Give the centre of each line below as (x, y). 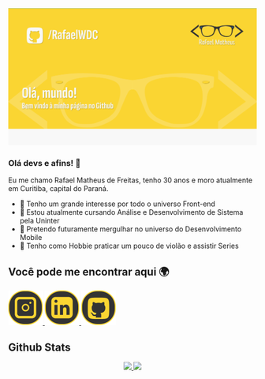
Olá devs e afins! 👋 (45, 163)
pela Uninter (39, 221)
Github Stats (39, 347)
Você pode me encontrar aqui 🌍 (89, 272)
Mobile (31, 238)
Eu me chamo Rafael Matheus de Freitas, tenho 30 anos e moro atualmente (131, 180)
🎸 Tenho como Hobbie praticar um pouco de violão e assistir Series (129, 246)
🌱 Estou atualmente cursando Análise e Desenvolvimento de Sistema (131, 212)
